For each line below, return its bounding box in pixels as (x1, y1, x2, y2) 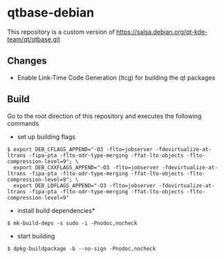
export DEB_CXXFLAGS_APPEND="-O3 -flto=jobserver (13, 164, 159, 171)
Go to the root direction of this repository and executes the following (7, 112, 202, 120)
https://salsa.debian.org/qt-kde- (116, 28, 208, 36)
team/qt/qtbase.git (7, 35, 60, 43)
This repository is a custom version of (7, 28, 115, 36)
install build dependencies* (17, 206, 95, 215)
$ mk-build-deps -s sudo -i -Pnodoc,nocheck (7, 220, 138, 227)
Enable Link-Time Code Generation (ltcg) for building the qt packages (17, 73, 216, 81)
